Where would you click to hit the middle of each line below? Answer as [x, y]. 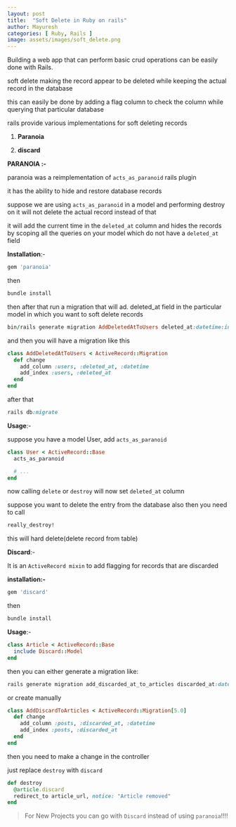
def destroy [25, 783]
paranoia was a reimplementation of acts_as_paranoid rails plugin [102, 178]
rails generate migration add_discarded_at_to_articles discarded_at [111, 684]
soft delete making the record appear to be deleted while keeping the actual [117, 81]
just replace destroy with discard [55, 770]
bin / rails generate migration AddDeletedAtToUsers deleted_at [100, 327]
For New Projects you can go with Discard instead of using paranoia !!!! [126, 816]
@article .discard [39, 789]
